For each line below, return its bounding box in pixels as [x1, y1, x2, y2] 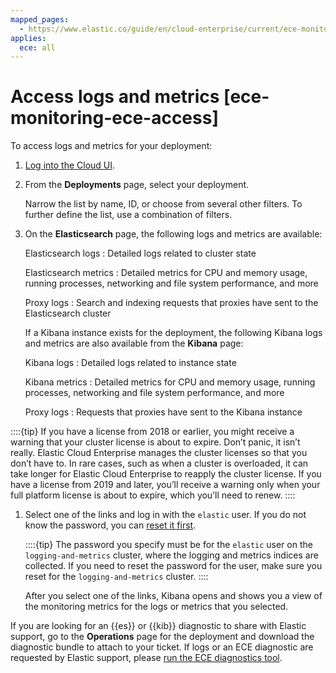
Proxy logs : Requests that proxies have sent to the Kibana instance [24, 406, 303, 418]
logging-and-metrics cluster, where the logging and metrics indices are [24, 549, 319, 561]
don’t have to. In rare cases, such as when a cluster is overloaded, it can [10, 457, 309, 470]
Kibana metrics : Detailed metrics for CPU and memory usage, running [24, 376, 316, 388]
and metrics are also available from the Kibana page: [24, 337, 244, 350]
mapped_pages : [10, 14, 70, 25]
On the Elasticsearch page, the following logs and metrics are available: [24, 228, 323, 240]
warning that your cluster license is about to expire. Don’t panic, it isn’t [10, 436, 301, 448]
